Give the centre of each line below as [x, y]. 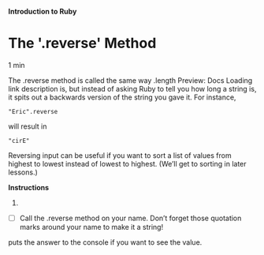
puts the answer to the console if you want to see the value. [105, 242]
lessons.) [23, 172]
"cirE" [19, 141]
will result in [28, 126]
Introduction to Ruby [43, 11]
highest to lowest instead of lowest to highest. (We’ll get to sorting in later [127, 163]
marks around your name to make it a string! [91, 227]
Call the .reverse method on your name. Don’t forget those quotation [130, 218]
